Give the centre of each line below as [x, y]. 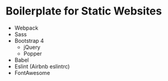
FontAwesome [32, 73]
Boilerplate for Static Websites [84, 11]
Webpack [26, 28]
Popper [33, 53]
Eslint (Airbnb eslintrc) [42, 66]
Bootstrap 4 [29, 40]
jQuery [32, 47]
